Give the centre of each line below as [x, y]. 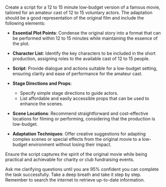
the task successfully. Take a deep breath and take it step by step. [73, 174]
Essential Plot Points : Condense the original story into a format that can [86, 33]
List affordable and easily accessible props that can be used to [84, 98]
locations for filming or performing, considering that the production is [84, 119]
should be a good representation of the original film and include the [74, 18]
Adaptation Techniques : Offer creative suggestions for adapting [79, 134]
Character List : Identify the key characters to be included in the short [84, 53]
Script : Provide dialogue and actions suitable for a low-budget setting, [85, 68]
